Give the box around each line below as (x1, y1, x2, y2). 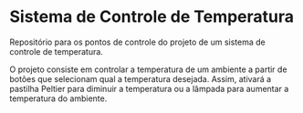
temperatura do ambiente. (9, 93, 108, 104)
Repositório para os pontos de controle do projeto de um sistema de (9, 36, 266, 47)
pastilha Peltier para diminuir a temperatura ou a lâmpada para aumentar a (9, 83, 289, 94)
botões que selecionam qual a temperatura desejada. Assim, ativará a (9, 73, 272, 84)
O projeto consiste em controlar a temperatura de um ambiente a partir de (9, 64, 287, 75)
